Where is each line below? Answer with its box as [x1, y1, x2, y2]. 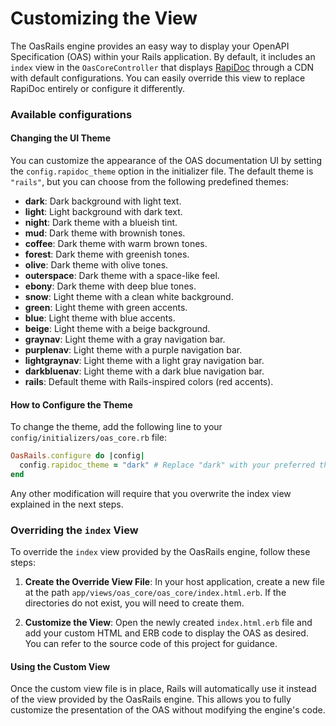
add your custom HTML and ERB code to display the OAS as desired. [24, 627, 309, 639]
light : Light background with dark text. [24, 206, 183, 218]
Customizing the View [10, 7, 198, 30]
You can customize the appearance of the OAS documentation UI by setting [10, 155, 323, 167]
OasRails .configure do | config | [10, 451, 145, 461]
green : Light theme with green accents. [24, 302, 188, 314]
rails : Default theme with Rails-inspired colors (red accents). [24, 376, 274, 388]
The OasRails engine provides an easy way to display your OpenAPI [10, 40, 290, 52]
